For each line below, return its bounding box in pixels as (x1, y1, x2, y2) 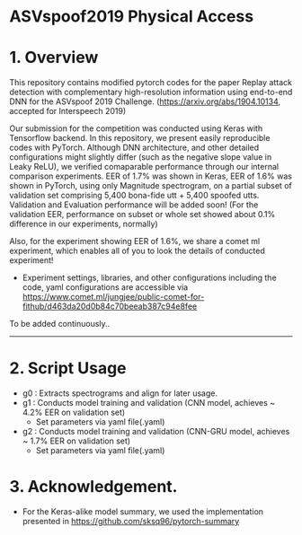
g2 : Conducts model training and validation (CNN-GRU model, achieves (22, 426, 290, 437)
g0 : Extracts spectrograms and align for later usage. (22, 388, 218, 399)
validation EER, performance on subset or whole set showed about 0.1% (9, 209, 276, 220)
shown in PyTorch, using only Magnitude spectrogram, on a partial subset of (9, 180, 292, 191)
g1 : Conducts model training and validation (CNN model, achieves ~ (22, 398, 276, 408)
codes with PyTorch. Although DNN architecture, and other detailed (9, 142, 260, 153)
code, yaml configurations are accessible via (22, 282, 189, 293)
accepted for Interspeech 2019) (9, 106, 127, 117)
